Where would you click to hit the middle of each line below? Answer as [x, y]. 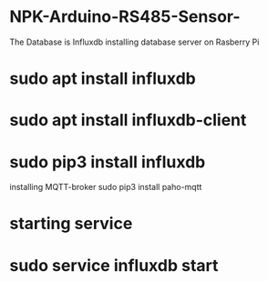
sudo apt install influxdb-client [128, 120]
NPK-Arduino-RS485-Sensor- [125, 17]
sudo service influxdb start [114, 265]
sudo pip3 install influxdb [108, 162]
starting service [71, 224]
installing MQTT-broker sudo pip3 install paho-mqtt [106, 187]
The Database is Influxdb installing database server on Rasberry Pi [134, 42]
